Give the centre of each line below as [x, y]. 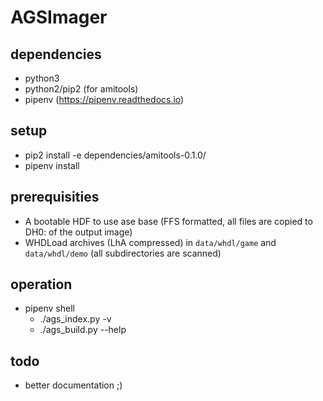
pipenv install [52, 165]
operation [41, 284]
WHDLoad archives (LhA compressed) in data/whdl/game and [150, 242]
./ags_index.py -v [75, 319]
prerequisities [55, 197]
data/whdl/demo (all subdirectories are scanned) [123, 253]
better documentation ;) [73, 385]
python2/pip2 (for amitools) [81, 89]
